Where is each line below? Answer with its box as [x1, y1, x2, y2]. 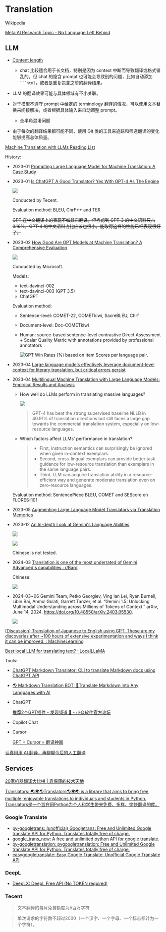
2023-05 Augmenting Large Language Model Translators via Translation [12, 506, 160, 512]
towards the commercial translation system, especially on [32, 421, 150, 427]
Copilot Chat [12, 719, 38, 725]
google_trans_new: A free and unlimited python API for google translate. [12, 836, 160, 842]
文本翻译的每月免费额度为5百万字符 [17, 905, 90, 911]
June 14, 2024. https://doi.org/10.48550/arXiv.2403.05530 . [12, 609, 133, 615]
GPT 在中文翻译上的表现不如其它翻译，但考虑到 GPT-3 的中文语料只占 [12, 217, 156, 223]
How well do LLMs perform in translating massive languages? [19, 391, 145, 397]
